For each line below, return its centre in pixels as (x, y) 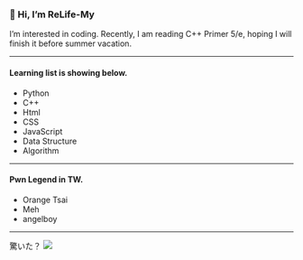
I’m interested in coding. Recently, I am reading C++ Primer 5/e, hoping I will (151, 34)
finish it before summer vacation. (71, 43)
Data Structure (50, 141)
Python (36, 93)
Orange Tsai (45, 200)
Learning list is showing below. (69, 72)
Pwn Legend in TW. (46, 180)
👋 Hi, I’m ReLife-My (52, 14)
